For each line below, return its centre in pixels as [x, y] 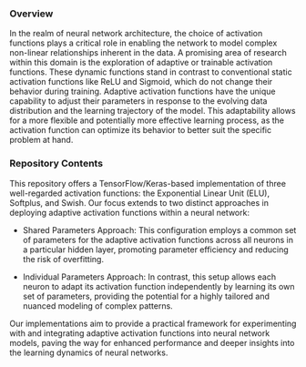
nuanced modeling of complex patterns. [97, 306]
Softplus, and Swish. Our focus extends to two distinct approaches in [139, 202]
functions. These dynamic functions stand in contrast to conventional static [151, 72]
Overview [31, 14]
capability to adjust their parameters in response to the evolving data [138, 101]
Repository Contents [56, 164]
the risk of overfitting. [63, 259]
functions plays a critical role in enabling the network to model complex [143, 43]
